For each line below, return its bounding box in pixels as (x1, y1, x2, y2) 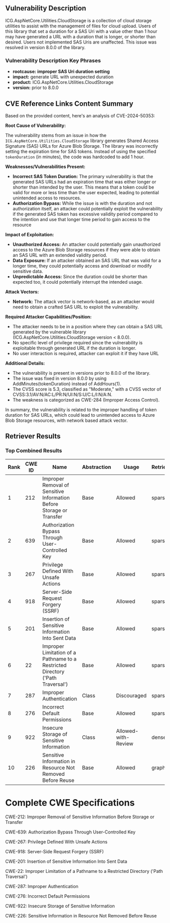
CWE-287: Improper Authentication (5, 883, 78, 889)
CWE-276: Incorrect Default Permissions (5, 893, 90, 899)
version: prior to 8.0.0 (12, 84, 59, 91)
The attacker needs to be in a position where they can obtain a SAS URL (12, 323, 163, 329)
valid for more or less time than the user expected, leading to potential (12, 189, 159, 195)
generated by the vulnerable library (12, 329, 87, 335)
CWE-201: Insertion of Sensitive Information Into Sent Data (5, 858, 127, 864)
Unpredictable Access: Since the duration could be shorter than (12, 273, 148, 280)
